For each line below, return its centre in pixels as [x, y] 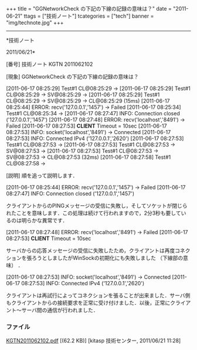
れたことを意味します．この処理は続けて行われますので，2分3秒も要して [94, 213]
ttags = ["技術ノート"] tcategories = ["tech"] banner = [89, 16]
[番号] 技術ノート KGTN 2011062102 [50, 64]
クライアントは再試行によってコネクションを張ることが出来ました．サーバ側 [98, 295]
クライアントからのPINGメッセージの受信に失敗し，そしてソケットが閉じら [97, 206]
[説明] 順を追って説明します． [42, 176]
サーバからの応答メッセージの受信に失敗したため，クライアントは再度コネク [98, 251]
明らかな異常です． [45, 220]
